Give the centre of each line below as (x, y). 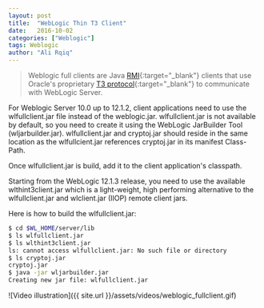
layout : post (30, 16)
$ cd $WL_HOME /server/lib (51, 228)
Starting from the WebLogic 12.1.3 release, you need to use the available (127, 181)
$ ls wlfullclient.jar (46, 235)
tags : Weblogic (34, 45)
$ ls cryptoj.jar (37, 258)
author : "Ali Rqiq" (41, 53)
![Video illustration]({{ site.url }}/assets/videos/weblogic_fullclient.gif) (122, 295)
